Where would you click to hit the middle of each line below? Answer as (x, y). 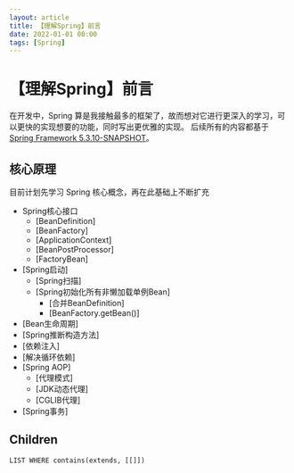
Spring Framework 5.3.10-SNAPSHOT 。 (82, 138)
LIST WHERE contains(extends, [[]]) (77, 461)
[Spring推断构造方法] (61, 335)
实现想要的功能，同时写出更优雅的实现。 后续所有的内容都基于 (154, 127)
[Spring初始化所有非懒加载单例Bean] (103, 292)
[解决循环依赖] (49, 357)
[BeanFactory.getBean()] (94, 313)
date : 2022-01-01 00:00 (53, 34)
